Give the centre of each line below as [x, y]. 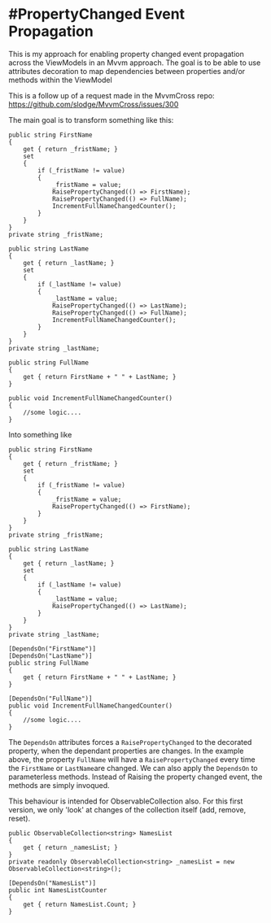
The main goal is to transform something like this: [91, 120]
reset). [20, 818]
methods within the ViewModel [60, 80]
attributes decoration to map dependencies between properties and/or [127, 71]
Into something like [40, 434]
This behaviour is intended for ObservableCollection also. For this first [126, 801]
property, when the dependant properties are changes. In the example [126, 751]
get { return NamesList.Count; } [80, 904]
